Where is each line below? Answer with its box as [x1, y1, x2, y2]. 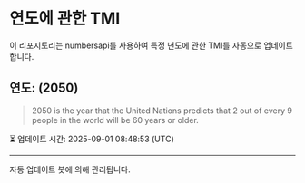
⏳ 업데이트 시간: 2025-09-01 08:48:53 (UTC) [9, 133, 174, 144]
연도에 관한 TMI [9, 8, 121, 29]
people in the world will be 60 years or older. [31, 114, 200, 125]
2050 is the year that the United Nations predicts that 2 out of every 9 [31, 105, 293, 116]
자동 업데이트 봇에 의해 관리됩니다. [9, 164, 131, 175]
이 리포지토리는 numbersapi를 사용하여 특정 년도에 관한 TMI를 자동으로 [9, 40, 262, 51]
